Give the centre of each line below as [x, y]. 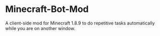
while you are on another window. [40, 28]
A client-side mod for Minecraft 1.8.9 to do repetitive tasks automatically [80, 23]
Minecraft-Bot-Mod [47, 9]
